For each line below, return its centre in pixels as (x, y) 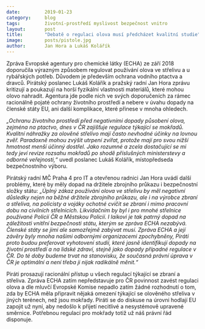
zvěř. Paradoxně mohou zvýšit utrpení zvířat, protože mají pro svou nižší (98, 140)
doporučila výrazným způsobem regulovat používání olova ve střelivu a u (98, 70)
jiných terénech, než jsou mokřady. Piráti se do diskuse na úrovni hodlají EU (101, 300)
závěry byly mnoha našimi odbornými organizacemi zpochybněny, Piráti (98, 236)
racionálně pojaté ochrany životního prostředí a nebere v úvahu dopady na (100, 102)
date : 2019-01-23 (39, 12)
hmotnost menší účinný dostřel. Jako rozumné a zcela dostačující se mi (96, 146)
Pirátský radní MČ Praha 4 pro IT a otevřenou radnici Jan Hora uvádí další (99, 178)
